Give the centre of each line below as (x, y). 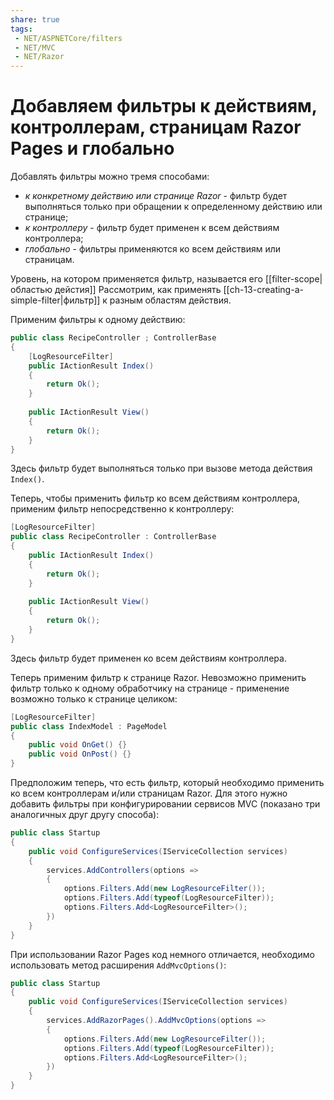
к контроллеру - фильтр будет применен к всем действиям (152, 228)
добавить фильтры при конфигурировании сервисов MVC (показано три (165, 804)
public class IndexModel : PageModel (89, 726)
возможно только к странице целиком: (94, 698)
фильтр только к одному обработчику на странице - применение (150, 688)
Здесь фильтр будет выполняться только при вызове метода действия (161, 468)
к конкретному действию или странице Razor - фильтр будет (156, 196)
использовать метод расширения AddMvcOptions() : (118, 965)
